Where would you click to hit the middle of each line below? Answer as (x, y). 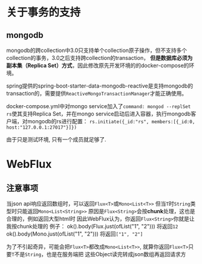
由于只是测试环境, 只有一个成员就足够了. (57, 139)
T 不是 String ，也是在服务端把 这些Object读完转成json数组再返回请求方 (99, 254)
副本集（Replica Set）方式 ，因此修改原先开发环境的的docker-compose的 (98, 65)
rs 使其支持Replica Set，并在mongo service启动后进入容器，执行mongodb (99, 114)
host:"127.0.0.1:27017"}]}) (42, 127)
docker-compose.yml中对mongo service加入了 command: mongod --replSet (99, 106)
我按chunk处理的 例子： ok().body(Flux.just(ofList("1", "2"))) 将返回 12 (92, 226)
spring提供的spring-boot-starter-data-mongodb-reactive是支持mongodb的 (100, 86)
